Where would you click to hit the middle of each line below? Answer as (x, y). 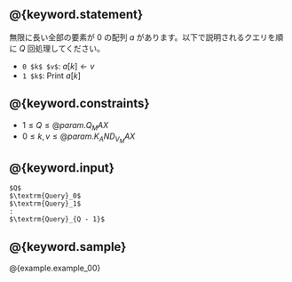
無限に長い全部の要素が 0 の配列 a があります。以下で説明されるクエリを (142, 37)
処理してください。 (70, 48)
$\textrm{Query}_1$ (45, 204)
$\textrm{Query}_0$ (45, 196)
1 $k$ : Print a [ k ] (51, 76)
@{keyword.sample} (68, 247)
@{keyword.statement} (76, 15)
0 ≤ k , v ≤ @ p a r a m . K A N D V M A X (79, 138)
